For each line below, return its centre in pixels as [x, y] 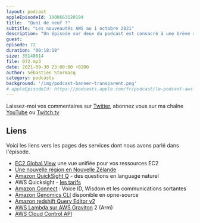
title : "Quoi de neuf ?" [38, 23]
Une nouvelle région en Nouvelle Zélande [65, 169]
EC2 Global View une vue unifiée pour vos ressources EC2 [87, 163]
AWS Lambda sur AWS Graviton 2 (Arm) [64, 207]
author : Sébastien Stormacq [41, 73]
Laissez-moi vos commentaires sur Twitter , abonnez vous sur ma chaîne [95, 106]
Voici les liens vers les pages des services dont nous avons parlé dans [93, 145]
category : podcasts [30, 78]
